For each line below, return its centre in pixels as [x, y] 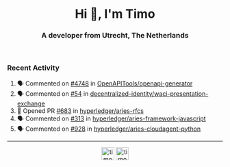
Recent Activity [34, 68]
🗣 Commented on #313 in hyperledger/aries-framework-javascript [112, 118]
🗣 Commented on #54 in [53, 93]
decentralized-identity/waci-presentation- [149, 93]
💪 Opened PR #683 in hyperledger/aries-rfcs [80, 111]
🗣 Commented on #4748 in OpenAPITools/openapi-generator [105, 83]
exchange [31, 103]
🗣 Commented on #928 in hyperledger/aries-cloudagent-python [109, 129]
